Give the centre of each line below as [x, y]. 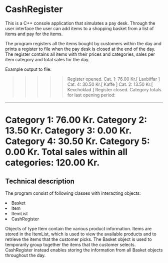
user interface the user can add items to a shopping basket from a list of [79, 28]
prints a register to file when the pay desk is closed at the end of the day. [80, 49]
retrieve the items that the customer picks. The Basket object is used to [78, 239]
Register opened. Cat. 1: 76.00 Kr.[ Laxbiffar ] [113, 79]
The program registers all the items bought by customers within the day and [83, 43]
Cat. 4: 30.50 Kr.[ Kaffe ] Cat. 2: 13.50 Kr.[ [110, 84]
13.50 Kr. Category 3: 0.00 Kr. [68, 131]
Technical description [40, 181]
